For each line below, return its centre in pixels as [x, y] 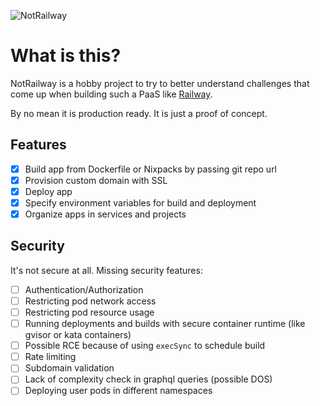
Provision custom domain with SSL [96, 180]
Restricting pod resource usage [89, 312]
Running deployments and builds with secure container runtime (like [165, 324]
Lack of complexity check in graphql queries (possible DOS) [148, 379]
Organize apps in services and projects [105, 214]
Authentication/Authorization [84, 289]
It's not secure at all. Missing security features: [106, 270]
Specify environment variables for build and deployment [140, 202]
